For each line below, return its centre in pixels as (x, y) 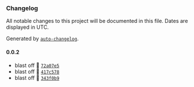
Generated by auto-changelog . (42, 39)
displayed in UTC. (28, 27)
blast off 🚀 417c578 (37, 71)
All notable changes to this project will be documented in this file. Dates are (97, 21)
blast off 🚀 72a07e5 (37, 65)
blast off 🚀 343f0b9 (37, 78)
